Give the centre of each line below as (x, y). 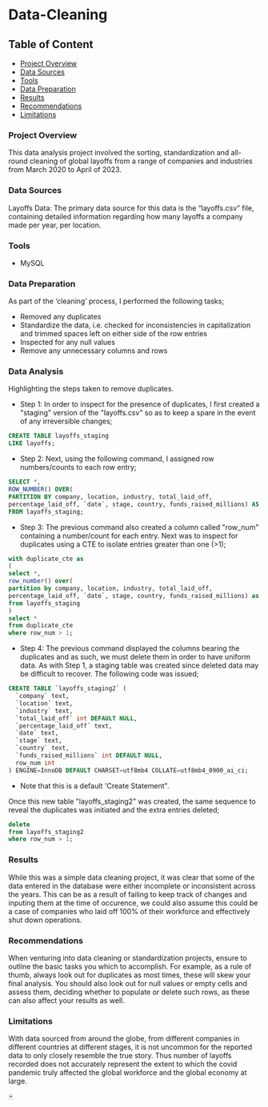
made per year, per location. (55, 225)
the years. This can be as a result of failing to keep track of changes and (128, 894)
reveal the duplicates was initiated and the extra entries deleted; (114, 809)
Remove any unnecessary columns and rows (94, 351)
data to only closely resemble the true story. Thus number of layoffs (120, 1056)
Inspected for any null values (68, 343)
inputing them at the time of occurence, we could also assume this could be (133, 903)
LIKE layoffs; (32, 443)
